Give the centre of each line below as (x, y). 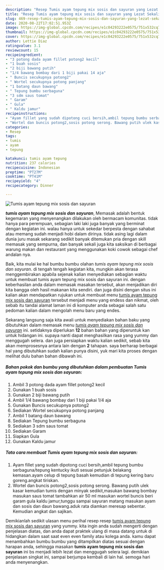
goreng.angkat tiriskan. (36, 480)
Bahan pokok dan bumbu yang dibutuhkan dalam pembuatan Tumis (76, 367)
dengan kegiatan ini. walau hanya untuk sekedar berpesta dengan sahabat (80, 229)
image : (12, 28)
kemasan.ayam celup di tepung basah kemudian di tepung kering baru (83, 475)
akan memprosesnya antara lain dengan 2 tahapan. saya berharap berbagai (82, 345)
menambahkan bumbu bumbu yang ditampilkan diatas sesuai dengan (75, 541)
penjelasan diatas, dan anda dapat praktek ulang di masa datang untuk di (79, 531)
